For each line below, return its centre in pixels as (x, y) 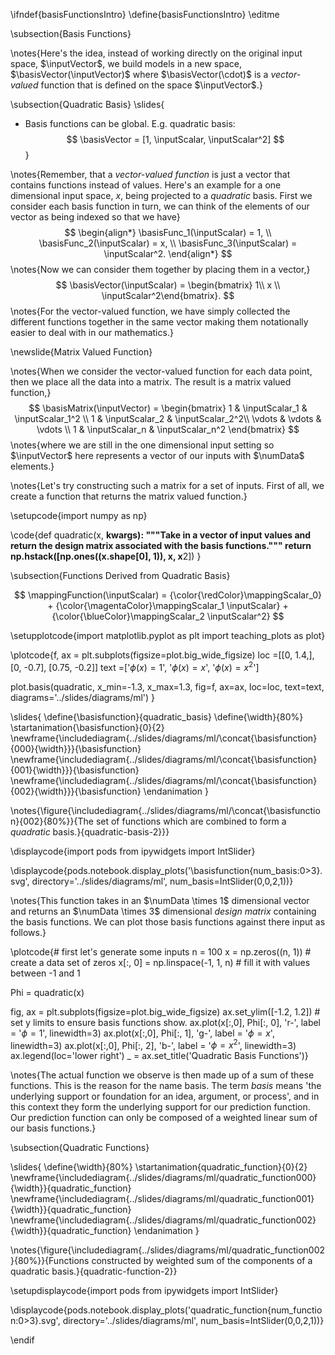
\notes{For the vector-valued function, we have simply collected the (150, 311)
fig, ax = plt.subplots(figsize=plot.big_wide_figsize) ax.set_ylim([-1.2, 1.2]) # (165, 1011)
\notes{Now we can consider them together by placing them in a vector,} (160, 269)
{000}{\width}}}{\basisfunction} (76, 748)
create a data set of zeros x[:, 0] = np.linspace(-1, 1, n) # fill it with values (160, 962)
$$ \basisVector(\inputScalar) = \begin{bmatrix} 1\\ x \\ (168, 285)
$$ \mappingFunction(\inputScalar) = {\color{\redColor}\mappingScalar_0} (167, 595)
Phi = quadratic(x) (47, 992)
